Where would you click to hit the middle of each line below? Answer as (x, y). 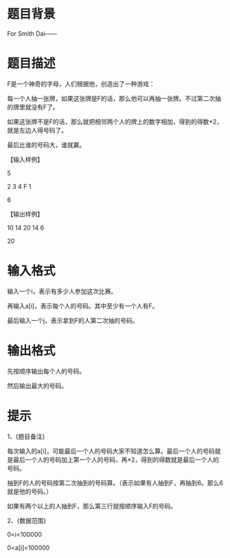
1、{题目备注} (26, 436)
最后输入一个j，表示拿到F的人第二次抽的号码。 (73, 320)
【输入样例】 (25, 159)
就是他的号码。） (30, 491)
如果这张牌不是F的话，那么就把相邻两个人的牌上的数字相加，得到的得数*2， (115, 122)
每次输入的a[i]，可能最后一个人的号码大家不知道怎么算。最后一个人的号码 (111, 451)
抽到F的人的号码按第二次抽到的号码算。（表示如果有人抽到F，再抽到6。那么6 (115, 482)
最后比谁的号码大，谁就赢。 (46, 144)
